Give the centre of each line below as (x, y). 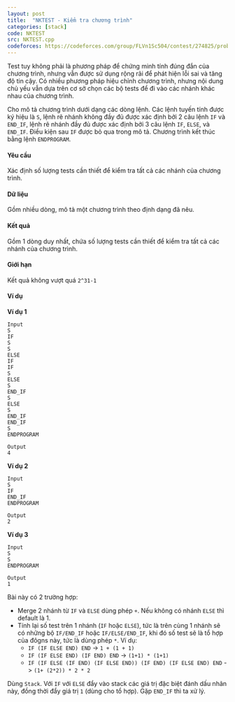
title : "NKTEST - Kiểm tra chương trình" (70, 20)
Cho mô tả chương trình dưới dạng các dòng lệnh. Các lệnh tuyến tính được (116, 109)
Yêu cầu (19, 155)
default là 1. (34, 618)
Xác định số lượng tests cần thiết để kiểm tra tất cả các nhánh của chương (114, 171)
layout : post (26, 14)
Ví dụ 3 (18, 535)
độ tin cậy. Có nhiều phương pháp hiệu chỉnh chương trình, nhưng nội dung (115, 81)
